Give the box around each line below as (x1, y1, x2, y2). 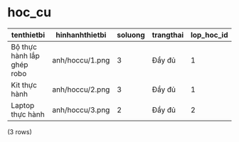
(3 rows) (7, 127, 32, 136)
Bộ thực (11, 42, 38, 52)
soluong (117, 30, 146, 40)
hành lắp (11, 50, 41, 60)
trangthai (152, 30, 184, 40)
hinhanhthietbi (55, 30, 107, 40)
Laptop (11, 100, 35, 110)
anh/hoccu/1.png (52, 55, 110, 65)
